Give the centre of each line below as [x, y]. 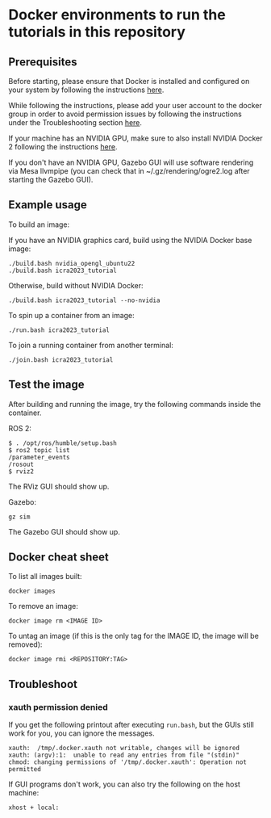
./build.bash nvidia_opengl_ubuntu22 [72, 263]
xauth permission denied [58, 707]
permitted [25, 770]
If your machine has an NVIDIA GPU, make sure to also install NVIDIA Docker [135, 138]
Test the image [46, 385]
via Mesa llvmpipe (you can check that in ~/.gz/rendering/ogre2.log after [129, 171]
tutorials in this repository [97, 32]
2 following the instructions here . [63, 147]
